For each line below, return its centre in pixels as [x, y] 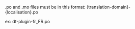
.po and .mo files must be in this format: [45, 7]
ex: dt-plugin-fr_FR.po [27, 22]
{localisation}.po [22, 12]
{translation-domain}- [109, 7]
